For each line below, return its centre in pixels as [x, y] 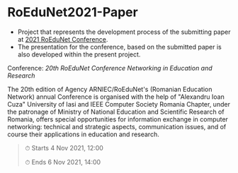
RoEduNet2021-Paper [73, 12]
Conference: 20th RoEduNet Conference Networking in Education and [110, 68]
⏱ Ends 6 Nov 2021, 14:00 [63, 162]
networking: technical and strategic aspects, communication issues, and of [117, 126]
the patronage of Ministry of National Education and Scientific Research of [116, 112]
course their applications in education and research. [83, 134]
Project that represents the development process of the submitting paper [124, 32]
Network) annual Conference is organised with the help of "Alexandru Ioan [116, 97]
